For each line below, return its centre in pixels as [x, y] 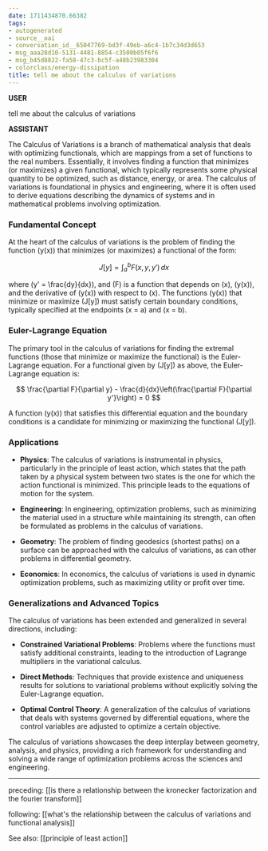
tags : [17, 23]
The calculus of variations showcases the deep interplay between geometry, [134, 742]
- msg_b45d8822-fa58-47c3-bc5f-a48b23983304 [83, 61]
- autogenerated [35, 30]
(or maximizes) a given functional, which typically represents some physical [133, 169]
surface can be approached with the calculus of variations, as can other [138, 550]
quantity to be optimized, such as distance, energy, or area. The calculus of [132, 178]
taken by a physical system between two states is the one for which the [137, 476]
